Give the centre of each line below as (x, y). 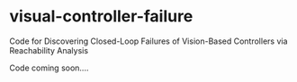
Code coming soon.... (49, 68)
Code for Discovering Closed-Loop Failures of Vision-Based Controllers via (148, 41)
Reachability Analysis (49, 50)
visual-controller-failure (101, 16)
